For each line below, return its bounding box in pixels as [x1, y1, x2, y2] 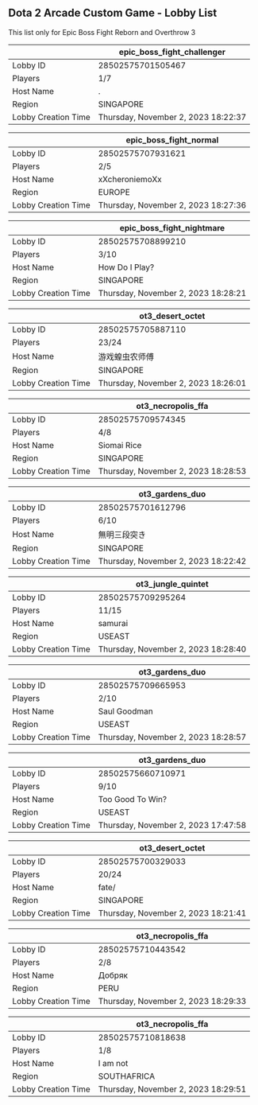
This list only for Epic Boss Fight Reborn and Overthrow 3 [8, 27, 196, 37]
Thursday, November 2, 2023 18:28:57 [98, 731, 247, 742]
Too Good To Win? [98, 793, 168, 804]
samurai [98, 617, 129, 628]
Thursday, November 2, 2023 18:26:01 [98, 377, 247, 388]
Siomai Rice [98, 439, 142, 450]
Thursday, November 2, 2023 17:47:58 [98, 819, 247, 831]
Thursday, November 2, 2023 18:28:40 [98, 644, 247, 655]
